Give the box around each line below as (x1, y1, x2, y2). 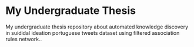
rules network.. (5, 35, 42, 42)
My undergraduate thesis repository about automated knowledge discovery (5, 23, 189, 30)
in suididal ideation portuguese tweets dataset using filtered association (5, 29, 180, 36)
